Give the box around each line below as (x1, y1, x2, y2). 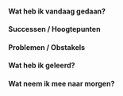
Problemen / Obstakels (8, 42, 86, 52)
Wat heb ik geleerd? (8, 60, 75, 71)
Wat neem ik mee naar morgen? (8, 79, 115, 88)
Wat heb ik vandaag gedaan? (8, 6, 106, 16)
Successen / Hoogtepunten (8, 25, 101, 34)
